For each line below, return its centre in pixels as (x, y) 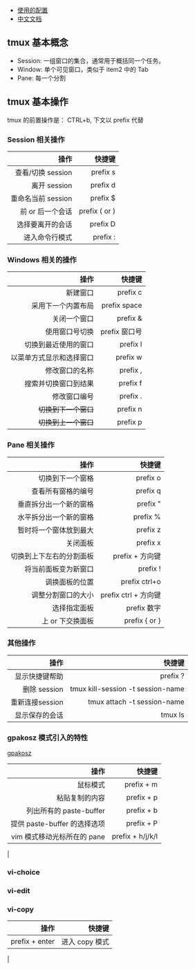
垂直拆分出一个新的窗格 (56, 504)
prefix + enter (33, 942)
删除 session (43, 689)
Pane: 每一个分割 (41, 77)
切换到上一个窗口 (66, 423)
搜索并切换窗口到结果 (59, 384)
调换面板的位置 (70, 582)
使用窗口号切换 (70, 332)
